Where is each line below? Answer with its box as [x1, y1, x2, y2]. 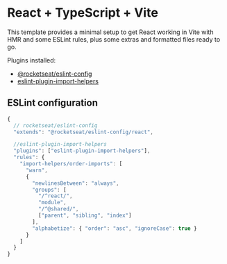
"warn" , [25, 167, 49, 174]
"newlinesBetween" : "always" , [32, 179, 119, 187]
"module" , [37, 199, 67, 206]
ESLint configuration [7, 97, 99, 109]
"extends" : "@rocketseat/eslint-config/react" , [13, 129, 154, 135]
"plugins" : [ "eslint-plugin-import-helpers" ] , [13, 147, 151, 154]
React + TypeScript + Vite [7, 5, 158, 21]
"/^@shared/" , [37, 206, 79, 213]
